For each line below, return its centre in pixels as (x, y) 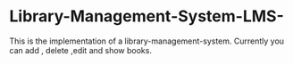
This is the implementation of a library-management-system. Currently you (146, 41)
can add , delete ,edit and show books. (80, 50)
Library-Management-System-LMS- (146, 16)
